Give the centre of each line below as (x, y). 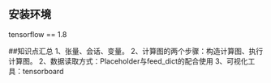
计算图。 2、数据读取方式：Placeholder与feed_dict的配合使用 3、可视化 (129, 61)
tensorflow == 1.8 (38, 34)
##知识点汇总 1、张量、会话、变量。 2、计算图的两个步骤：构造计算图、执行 (136, 51)
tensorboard (43, 71)
